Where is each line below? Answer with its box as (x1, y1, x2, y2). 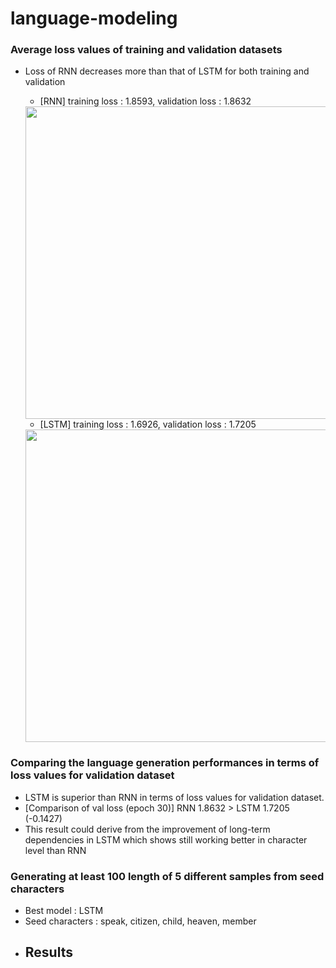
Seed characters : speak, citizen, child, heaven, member (24, 915, 257, 927)
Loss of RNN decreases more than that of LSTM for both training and (24, 65, 310, 77)
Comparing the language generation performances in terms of (10, 756, 320, 770)
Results (24, 944, 73, 961)
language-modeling (10, 7, 178, 30)
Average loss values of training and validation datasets (10, 43, 283, 57)
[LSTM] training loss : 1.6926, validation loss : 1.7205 (39, 418, 257, 431)
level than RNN (24, 844, 87, 856)
